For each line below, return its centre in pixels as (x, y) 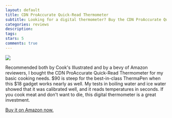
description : (19, 29)
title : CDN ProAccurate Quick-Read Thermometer (57, 15)
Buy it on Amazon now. (29, 110)
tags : (11, 34)
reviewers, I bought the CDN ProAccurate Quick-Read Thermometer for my (84, 73)
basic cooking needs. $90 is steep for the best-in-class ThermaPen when (83, 78)
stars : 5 (15, 39)
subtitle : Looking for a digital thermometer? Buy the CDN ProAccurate (83, 19)
